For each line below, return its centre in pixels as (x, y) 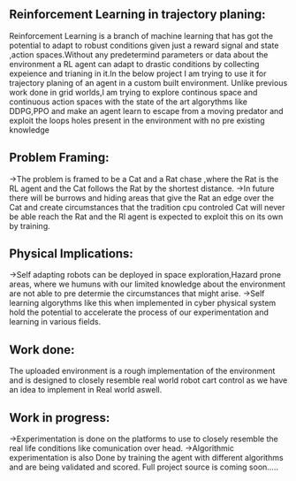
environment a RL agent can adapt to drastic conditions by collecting (134, 64)
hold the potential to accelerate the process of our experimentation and (139, 312)
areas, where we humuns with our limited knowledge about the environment (147, 284)
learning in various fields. (55, 322)
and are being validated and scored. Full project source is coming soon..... (144, 467)
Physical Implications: (72, 254)
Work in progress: (60, 418)
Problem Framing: (59, 158)
